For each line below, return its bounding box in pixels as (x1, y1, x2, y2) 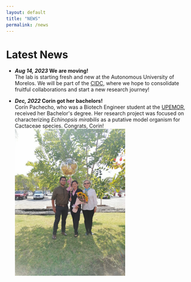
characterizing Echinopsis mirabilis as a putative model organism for (14, 116, 180, 123)
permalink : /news (6, 22, 49, 28)
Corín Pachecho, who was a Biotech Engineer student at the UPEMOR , (14, 103, 186, 111)
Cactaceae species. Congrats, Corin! (14, 122, 104, 129)
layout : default (6, 9, 46, 15)
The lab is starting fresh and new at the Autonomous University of (14, 73, 175, 80)
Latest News (6, 48, 69, 61)
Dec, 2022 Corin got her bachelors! (14, 98, 103, 105)
